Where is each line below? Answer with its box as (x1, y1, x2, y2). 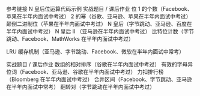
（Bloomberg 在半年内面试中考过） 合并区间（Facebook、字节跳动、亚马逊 (6, 76, 192, 83)
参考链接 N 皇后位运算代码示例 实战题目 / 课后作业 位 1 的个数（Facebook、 (6, 5, 193, 12)
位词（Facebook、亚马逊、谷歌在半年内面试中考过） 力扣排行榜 (6, 68, 164, 75)
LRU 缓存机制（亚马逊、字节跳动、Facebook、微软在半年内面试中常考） (6, 48, 185, 55)
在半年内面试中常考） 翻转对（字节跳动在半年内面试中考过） (6, 83, 155, 90)
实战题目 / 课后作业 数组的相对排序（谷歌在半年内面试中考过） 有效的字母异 (6, 61, 193, 68)
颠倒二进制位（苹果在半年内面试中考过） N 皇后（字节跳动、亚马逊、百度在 (6, 20, 192, 27)
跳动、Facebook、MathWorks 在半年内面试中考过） (6, 35, 134, 42)
